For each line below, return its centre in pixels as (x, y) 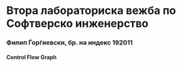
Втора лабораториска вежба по (91, 11)
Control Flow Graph (31, 57)
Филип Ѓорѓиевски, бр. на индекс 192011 (70, 43)
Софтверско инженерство (77, 23)
